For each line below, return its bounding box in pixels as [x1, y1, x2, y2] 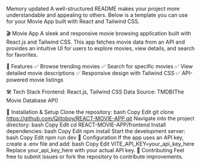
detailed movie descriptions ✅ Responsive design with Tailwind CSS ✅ [6, 70, 181, 77]
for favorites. [6, 51, 38, 58]
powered [6, 76, 28, 83]
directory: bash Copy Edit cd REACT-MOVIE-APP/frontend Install [6, 121, 166, 128]
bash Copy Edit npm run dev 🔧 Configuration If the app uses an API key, [6, 134, 184, 141]
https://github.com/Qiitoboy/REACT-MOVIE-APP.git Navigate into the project [6, 115, 195, 122]
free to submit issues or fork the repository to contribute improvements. [6, 153, 184, 160]
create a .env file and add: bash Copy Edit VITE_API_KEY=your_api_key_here [6, 140, 195, 147]
